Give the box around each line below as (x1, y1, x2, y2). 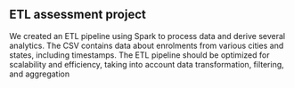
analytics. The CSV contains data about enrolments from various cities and (9, 40, 284, 51)
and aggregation (9, 68, 69, 79)
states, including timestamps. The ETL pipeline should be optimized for (9, 49, 270, 60)
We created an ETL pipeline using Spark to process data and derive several (9, 30, 286, 41)
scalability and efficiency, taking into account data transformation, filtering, (9, 59, 285, 69)
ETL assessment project (9, 7, 147, 22)
